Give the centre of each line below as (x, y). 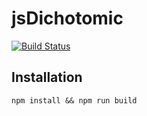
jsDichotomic (67, 18)
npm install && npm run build (74, 100)
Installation (47, 77)
